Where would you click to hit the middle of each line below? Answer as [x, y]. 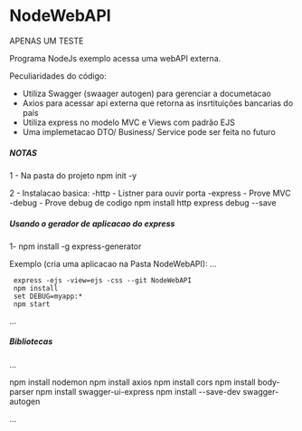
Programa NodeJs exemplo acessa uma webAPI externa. [115, 58]
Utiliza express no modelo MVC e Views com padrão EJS [128, 122]
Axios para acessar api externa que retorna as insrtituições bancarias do [158, 103]
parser [22, 391]
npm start [32, 304]
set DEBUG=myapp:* [48, 296]
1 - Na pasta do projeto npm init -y [73, 175]
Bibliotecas [31, 341]
